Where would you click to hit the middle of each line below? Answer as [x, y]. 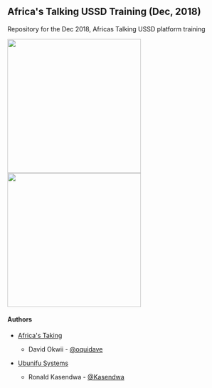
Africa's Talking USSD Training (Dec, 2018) [104, 12]
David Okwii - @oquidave [65, 349]
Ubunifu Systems [43, 363]
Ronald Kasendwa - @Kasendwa [76, 377]
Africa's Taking [40, 336]
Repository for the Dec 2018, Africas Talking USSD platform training [106, 29]
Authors [20, 319]
